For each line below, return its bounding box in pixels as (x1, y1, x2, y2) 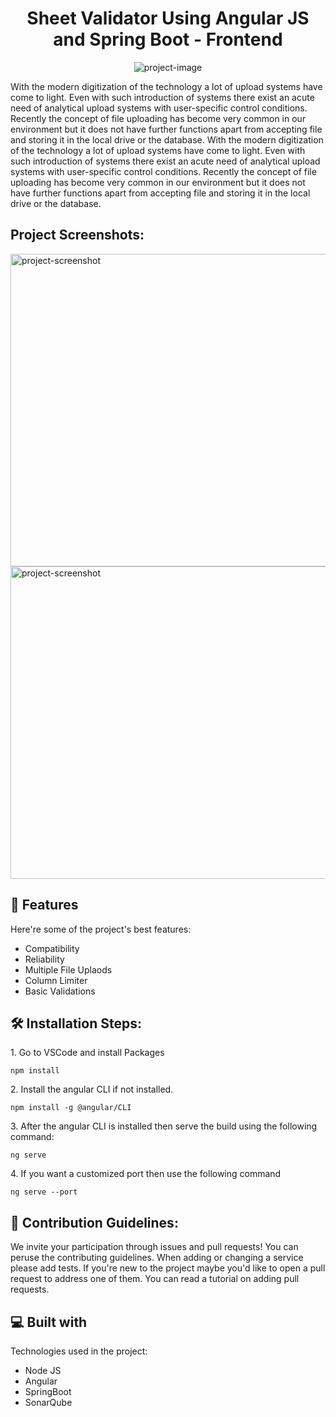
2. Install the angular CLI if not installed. (10, 1083, 174, 1096)
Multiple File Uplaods (24, 963, 113, 976)
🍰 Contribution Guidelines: (10, 1214, 179, 1231)
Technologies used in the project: (10, 1345, 148, 1357)
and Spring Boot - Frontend (53, 28, 283, 51)
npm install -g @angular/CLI (10, 1103, 132, 1113)
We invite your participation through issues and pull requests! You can (10, 1241, 299, 1253)
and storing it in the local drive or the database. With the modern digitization (10, 133, 324, 146)
